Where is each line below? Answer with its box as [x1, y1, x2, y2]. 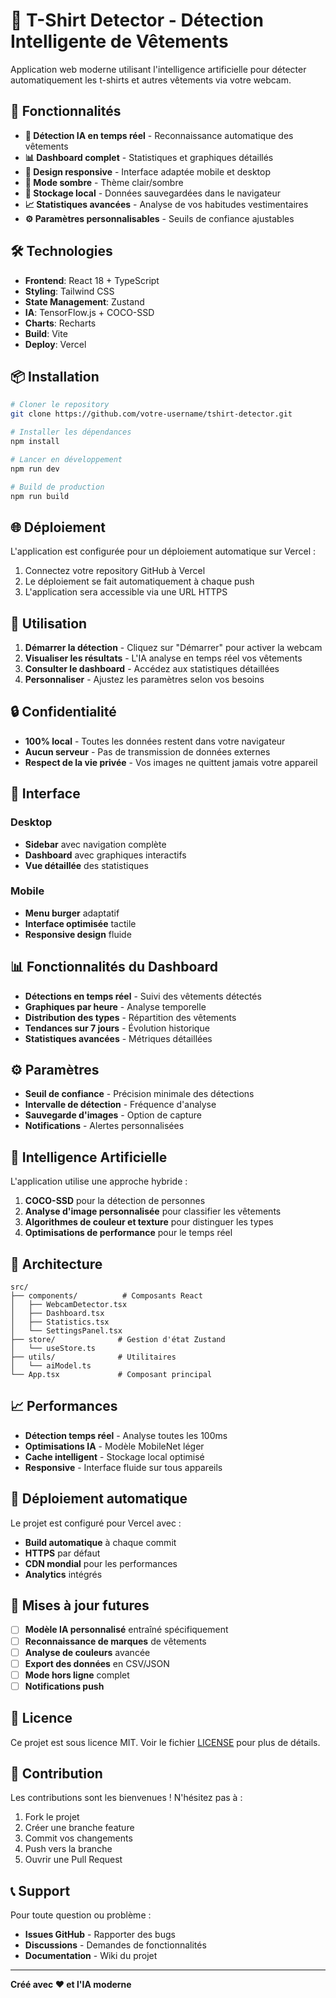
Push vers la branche [24, 1843, 113, 1855]
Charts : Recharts [24, 317, 97, 329]
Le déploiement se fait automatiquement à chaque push [24, 575, 255, 588]
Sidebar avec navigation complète [24, 838, 167, 850]
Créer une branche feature [24, 1822, 135, 1834]
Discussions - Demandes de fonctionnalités [24, 1939, 207, 1951]
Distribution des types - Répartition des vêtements [24, 1011, 237, 1023]
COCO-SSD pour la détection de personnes [24, 1195, 206, 1207]
